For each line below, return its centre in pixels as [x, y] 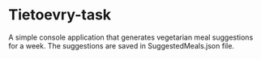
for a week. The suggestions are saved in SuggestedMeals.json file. [122, 45]
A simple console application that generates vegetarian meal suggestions [131, 37]
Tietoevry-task [60, 15]
